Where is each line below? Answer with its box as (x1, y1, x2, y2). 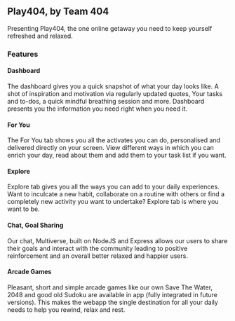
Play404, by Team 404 (7, 6, 109, 18)
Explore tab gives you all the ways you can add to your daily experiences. (7, 182, 220, 191)
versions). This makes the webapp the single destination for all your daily (7, 298, 219, 306)
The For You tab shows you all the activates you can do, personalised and (7, 136, 221, 144)
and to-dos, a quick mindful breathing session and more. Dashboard (7, 97, 205, 105)
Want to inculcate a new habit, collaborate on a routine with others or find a (7, 190, 225, 198)
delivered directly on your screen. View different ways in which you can (7, 144, 214, 152)
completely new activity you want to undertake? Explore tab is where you (7, 198, 219, 206)
